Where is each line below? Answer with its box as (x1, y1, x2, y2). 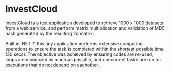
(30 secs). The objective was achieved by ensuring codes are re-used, (5, 51, 153, 57)
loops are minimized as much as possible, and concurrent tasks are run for (5, 56, 161, 62)
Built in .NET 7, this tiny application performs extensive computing (5, 40, 143, 46)
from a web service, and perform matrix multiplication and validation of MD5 (5, 25, 165, 31)
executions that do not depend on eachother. (5, 62, 100, 68)
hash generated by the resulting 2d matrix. (5, 30, 94, 36)
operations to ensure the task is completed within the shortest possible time (5, 46, 164, 52)
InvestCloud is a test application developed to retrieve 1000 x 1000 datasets (5, 20, 164, 26)
